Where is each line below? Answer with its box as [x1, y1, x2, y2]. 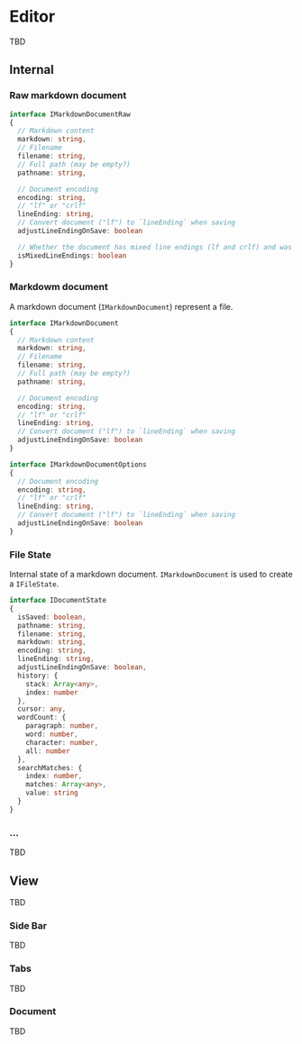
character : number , [25, 738, 99, 747]
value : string [25, 788, 78, 798]
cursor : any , [17, 704, 67, 713]
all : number [25, 746, 70, 756]
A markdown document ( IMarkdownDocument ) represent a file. [9, 301, 233, 312]
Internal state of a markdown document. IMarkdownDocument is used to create [9, 569, 293, 580]
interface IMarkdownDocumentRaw [9, 110, 131, 119]
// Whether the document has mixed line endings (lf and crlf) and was [17, 242, 293, 251]
